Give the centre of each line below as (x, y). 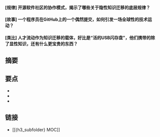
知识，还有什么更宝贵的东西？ (48, 43)
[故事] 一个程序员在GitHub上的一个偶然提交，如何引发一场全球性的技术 (76, 20)
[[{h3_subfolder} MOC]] (36, 130)
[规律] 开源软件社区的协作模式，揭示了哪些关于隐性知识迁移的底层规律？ (78, 7)
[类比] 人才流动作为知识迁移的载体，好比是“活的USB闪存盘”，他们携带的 (78, 38)
